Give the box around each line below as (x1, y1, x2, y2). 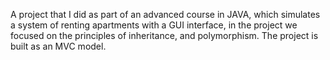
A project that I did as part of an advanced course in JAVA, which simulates (10, 9, 321, 20)
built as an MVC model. (10, 40, 107, 52)
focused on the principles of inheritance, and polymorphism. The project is (10, 30, 319, 41)
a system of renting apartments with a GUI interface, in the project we (10, 19, 298, 31)
